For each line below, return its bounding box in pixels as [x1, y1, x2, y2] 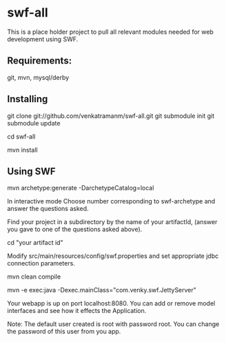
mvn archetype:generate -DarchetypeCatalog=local [7, 184, 154, 192]
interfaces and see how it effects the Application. [7, 307, 147, 315]
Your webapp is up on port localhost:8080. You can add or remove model [7, 299, 216, 308]
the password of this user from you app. [7, 328, 121, 336]
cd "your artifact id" [7, 239, 63, 247]
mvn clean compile [7, 272, 61, 281]
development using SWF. [7, 34, 79, 43]
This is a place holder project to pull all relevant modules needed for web [7, 28, 214, 36]
